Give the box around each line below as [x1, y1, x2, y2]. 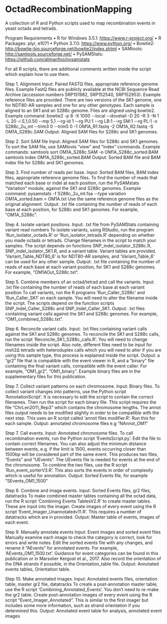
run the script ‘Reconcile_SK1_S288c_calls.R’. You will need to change [5, 336, 148, 342]
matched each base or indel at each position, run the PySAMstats [5, 180, 139, 186]
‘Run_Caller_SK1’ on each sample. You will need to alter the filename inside [5, 295, 158, 301]
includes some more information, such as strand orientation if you [5, 602, 140, 608]
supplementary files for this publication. [5, 373, 87, 379]
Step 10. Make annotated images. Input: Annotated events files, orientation [5, 576, 158, 582]
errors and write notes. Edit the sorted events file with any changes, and [5, 540, 153, 546]
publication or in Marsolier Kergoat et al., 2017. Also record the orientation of [5, 556, 162, 562]
